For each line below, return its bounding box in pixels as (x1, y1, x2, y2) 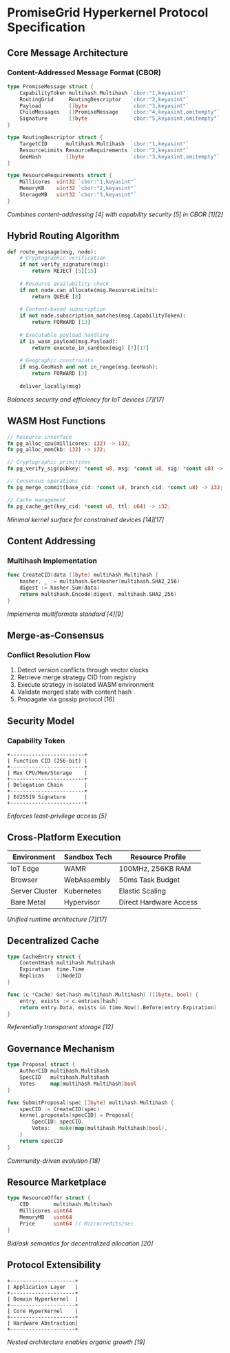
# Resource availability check (19, 280, 109, 287)
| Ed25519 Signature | (7, 794, 88, 801)
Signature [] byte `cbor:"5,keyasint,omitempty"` (19, 115, 220, 122)
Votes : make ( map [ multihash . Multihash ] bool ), (32, 1125, 168, 1132)
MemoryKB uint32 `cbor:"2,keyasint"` (19, 185, 137, 192)
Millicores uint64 (19, 1208, 72, 1215)
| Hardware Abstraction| (7, 1319, 79, 1327)
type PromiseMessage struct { (7, 83, 94, 90)
